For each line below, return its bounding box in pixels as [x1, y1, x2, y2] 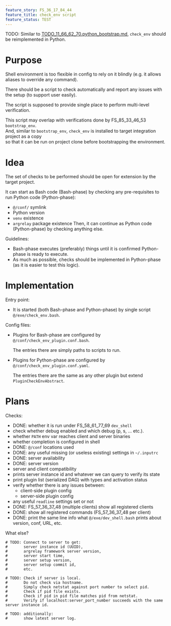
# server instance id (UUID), [5, 544, 83, 549]
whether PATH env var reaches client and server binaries [12, 434, 131, 440]
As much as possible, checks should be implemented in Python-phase [12, 256, 161, 263]
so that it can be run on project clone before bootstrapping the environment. [5, 139, 166, 145]
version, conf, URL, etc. [12, 520, 62, 526]
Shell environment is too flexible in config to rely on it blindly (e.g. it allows [5, 71, 161, 77]
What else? [5, 530, 29, 536]
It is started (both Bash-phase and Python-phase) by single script [12, 307, 151, 313]
